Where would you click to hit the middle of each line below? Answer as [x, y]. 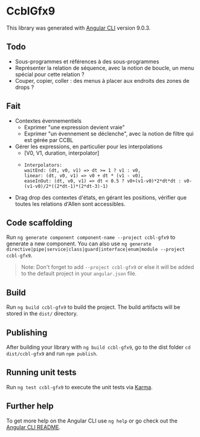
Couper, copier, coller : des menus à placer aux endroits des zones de [102, 80]
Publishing [27, 333]
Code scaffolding [39, 223]
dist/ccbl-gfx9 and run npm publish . [52, 354]
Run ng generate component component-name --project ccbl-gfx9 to [91, 238]
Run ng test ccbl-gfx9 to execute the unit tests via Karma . [79, 387]
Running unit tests [41, 373]
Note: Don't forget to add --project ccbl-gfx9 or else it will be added [108, 267]
